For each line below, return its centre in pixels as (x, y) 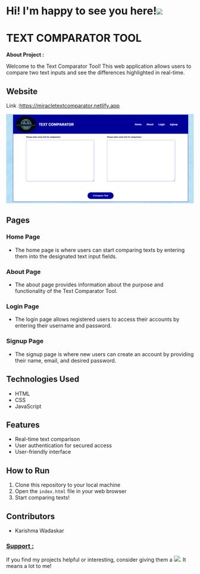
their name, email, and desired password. (65, 360)
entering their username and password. (63, 326)
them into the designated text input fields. (66, 256)
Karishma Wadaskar (39, 531)
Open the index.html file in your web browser (71, 491)
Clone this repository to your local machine (68, 485)
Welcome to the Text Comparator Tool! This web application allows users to (99, 66)
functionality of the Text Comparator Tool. (66, 291)
